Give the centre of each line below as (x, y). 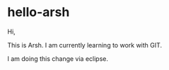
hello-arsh (39, 12)
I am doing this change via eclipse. (58, 58)
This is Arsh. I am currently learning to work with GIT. (85, 45)
